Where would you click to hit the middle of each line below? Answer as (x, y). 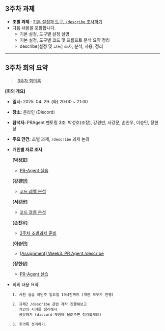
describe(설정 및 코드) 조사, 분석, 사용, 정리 (61, 46)
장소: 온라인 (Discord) (33, 112)
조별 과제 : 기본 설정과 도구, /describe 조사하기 (57, 22)
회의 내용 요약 (25, 284)
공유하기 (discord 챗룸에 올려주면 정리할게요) (60, 315)
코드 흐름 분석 (33, 212)
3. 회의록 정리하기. (30, 324)
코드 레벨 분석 (33, 191)
